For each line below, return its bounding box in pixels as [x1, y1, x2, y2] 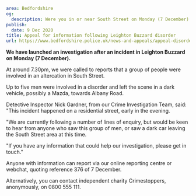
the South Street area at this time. [6, 131, 87, 138]
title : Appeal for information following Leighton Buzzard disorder [6, 33, 176, 38]
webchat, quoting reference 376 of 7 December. [6, 166, 122, 173]
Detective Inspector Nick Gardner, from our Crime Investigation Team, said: [6, 101, 187, 108]
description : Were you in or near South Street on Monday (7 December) [11, 16, 190, 22]
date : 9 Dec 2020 [11, 27, 54, 33]
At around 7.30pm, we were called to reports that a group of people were [6, 66, 181, 73]
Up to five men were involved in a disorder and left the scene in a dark [6, 83, 175, 90]
